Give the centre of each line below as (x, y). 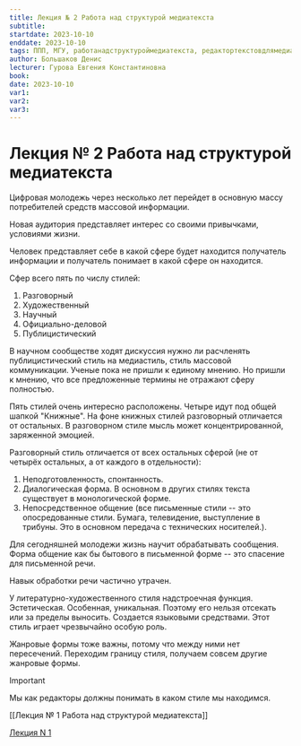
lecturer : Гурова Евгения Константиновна (88, 68)
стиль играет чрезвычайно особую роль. (88, 627)
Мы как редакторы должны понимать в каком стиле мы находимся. (140, 698)
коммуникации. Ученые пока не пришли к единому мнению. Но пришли (147, 370)
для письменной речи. (52, 564)
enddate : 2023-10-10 (48, 43)
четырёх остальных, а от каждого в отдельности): (105, 462)
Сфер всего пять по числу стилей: (75, 278)
